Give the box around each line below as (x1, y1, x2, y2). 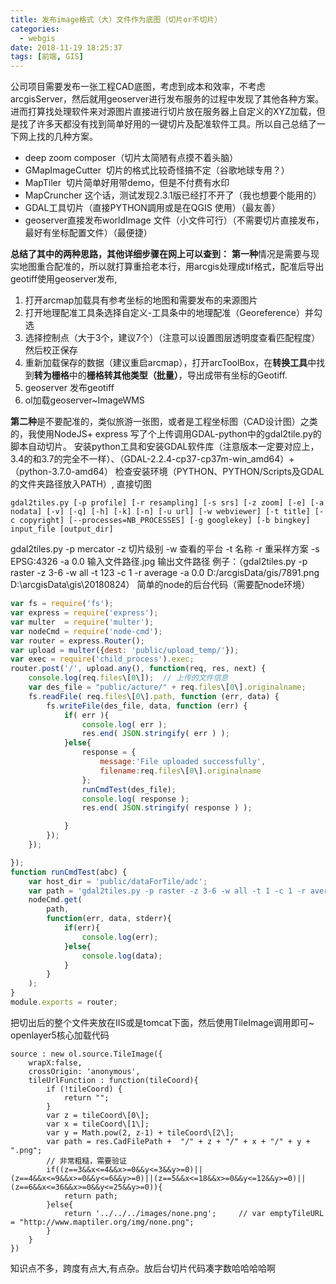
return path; (63, 1191, 118, 1201)
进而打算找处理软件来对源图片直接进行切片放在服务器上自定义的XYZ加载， (10, 106, 317, 118)
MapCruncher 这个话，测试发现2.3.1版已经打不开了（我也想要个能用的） (24, 189, 322, 201)
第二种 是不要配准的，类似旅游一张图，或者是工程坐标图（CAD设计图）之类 (10, 416, 318, 428)
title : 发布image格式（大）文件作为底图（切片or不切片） (10, 14, 223, 25)
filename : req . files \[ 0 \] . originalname (99, 766, 262, 776)
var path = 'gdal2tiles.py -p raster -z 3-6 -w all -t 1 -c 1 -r (28, 886, 307, 896)
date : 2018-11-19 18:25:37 (10, 42, 123, 53)
